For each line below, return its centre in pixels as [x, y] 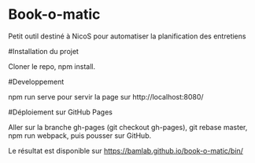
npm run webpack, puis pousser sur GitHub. [80, 136]
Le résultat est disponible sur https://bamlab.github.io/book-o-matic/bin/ [126, 150]
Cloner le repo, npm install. [52, 66]
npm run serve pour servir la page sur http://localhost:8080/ [106, 96]
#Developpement [36, 81]
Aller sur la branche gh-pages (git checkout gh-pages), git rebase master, [128, 127]
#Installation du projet [43, 51]
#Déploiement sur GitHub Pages [60, 112]
